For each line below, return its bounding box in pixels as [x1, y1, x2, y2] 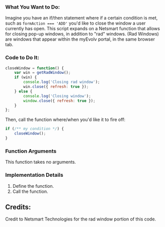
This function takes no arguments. [5, 159, 76, 165]
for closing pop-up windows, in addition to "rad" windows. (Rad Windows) [5, 31, 159, 37]
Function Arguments [5, 147, 57, 154]
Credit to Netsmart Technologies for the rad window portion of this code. [5, 216, 156, 222]
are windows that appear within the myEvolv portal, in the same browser [5, 36, 155, 42]
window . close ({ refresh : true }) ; [23, 98, 96, 103]
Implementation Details [5, 172, 64, 179]
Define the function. [12, 183, 54, 189]
